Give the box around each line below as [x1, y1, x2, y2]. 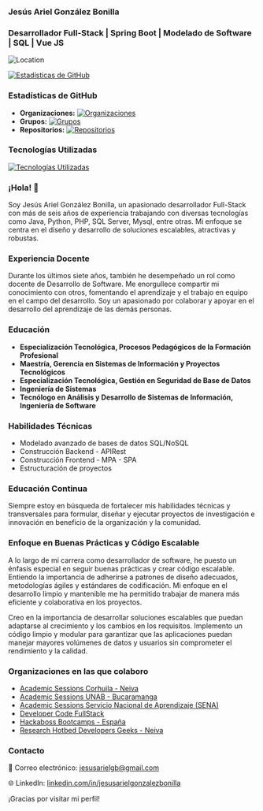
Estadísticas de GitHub [8, 90, 98, 101]
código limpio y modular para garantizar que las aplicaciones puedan [8, 629, 232, 638]
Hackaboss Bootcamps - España [19, 716, 126, 727]
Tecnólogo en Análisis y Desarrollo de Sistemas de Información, [19, 392, 234, 402]
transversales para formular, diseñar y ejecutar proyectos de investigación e [8, 509, 255, 519]
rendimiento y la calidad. [8, 645, 88, 656]
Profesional [19, 350, 59, 360]
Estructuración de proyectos [19, 463, 113, 473]
